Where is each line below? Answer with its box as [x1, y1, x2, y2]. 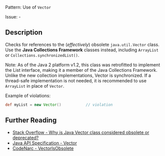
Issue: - [5, 14, 21, 19]
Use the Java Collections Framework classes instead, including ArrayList [5, 47, 159, 53]
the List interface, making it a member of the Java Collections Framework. [5, 67, 157, 73]
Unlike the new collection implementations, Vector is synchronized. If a [5, 72, 151, 78]
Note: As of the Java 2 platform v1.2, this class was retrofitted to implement [5, 62, 160, 68]
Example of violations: [5, 92, 51, 99]
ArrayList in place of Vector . [5, 83, 64, 89]
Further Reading [5, 116, 57, 125]
